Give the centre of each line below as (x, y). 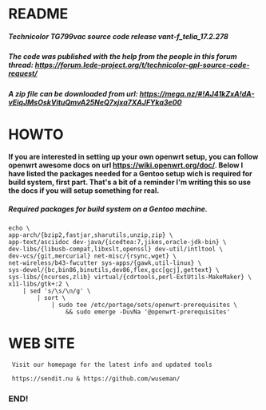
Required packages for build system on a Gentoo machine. (108, 209)
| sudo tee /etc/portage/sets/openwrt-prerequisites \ (144, 305)
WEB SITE (42, 343)
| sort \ (52, 298)
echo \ (19, 228)
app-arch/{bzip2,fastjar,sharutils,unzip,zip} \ (91, 235)
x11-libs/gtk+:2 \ (39, 284)
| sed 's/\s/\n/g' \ (57, 291)
